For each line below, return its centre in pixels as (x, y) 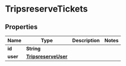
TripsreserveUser (47, 57)
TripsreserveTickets (47, 9)
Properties (21, 27)
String (33, 49)
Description (86, 41)
